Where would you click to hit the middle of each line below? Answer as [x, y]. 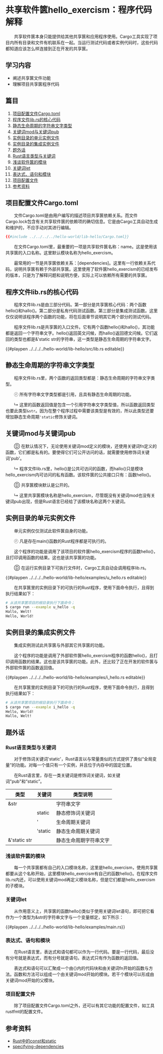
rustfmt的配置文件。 [25, 1012]
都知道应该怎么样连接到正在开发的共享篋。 [48, 49]
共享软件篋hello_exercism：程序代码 [79, 10]
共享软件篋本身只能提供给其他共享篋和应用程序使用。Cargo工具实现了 [84, 36]
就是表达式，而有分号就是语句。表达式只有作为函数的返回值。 [80, 958]
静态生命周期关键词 [78, 831]
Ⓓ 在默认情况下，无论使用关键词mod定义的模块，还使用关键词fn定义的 [85, 446]
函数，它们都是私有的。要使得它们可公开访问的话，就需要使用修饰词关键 [77, 452]
